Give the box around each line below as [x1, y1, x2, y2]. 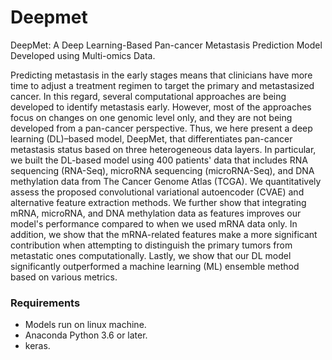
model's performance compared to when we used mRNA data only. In [10, 217, 298, 230]
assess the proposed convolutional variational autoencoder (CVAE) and [10, 186, 305, 198]
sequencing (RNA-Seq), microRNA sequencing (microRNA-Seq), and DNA [10, 164, 315, 176]
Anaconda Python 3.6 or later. [24, 329, 148, 341]
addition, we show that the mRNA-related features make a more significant [10, 228, 318, 240]
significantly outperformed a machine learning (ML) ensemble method [10, 260, 300, 272]
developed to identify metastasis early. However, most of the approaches [10, 101, 312, 113]
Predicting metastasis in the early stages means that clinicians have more [10, 69, 313, 81]
